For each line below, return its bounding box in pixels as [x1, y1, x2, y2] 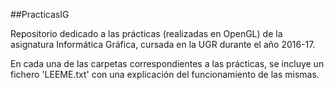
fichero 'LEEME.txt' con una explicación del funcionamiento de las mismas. [10, 69, 320, 80]
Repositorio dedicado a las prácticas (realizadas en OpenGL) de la [10, 28, 283, 39]
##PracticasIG [10, 9, 70, 20]
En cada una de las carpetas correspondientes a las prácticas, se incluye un [10, 58, 325, 69]
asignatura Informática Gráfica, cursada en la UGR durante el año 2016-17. [10, 39, 316, 50]
